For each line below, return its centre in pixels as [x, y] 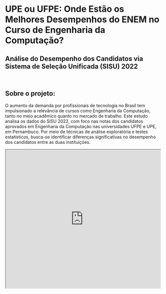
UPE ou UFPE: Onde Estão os [65, 9]
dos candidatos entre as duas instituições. [48, 142]
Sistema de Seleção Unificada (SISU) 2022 [72, 66]
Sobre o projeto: [30, 94]
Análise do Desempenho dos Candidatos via [74, 58]
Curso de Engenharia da [55, 30]
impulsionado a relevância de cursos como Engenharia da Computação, [78, 111]
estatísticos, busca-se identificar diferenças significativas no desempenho [81, 137]
